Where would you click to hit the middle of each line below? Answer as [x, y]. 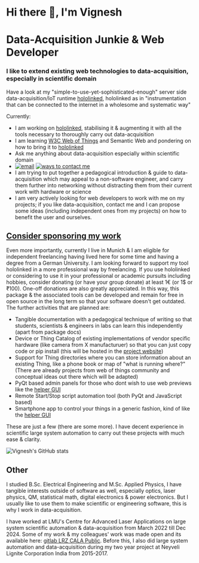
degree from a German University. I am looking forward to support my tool [97, 263]
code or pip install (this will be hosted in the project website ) [89, 351]
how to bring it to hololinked [49, 147]
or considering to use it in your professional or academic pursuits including [98, 276]
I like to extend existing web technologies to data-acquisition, [97, 71]
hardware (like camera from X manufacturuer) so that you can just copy [103, 345]
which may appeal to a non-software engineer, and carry [113, 179]
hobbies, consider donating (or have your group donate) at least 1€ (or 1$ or [99, 282]
